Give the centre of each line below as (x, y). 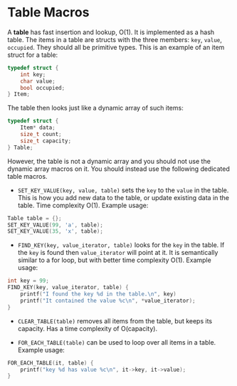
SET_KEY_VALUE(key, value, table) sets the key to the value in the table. (123, 190)
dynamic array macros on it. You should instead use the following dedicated (118, 169)
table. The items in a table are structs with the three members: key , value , (115, 39)
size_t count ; (41, 135)
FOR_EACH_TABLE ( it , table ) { (51, 363)
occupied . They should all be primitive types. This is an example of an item (116, 47)
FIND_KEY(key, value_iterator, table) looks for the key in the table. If (121, 245)
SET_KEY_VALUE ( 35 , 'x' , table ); (55, 231)
